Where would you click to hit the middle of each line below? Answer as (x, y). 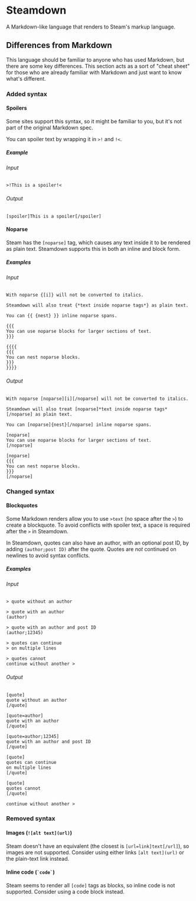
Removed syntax (31, 819)
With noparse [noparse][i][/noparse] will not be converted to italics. (97, 399)
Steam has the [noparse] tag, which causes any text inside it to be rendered (98, 242)
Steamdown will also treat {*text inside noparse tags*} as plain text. (97, 305)
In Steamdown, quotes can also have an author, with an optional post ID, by (97, 543)
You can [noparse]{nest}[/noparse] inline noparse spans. (79, 425)
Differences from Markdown (59, 45)
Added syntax (27, 94)
